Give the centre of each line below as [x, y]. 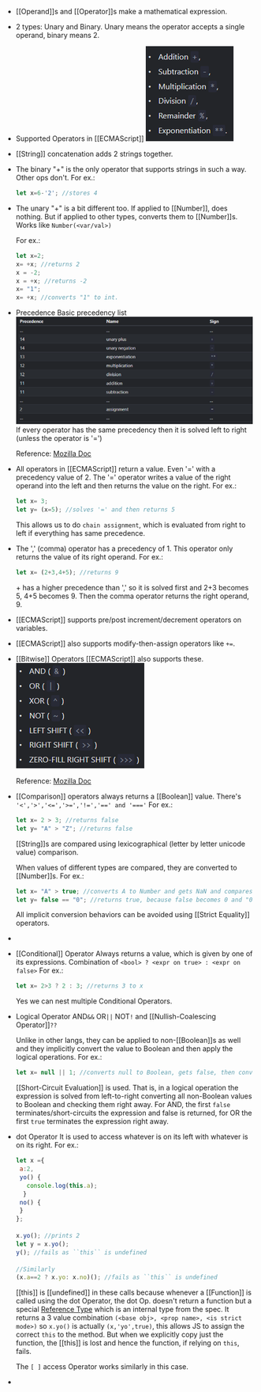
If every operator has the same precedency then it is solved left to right [131, 430]
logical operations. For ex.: [59, 1057]
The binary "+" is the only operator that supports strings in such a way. [131, 169]
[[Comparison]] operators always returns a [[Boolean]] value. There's [129, 796]
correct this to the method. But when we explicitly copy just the [119, 1335]
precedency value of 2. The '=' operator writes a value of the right [123, 477]
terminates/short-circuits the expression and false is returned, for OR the [134, 1113]
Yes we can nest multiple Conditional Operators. [94, 1001]
